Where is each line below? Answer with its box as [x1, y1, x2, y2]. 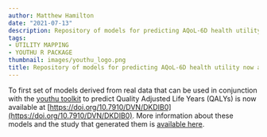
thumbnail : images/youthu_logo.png [8, 57, 126, 65]
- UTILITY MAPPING [8, 41, 69, 49]
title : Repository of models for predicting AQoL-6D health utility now [8, 64, 254, 72]
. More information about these [132, 111, 234, 120]
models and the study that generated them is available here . [8, 119, 205, 128]
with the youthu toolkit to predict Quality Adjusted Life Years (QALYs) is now [8, 93, 257, 104]
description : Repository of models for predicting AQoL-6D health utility [8, 26, 261, 34]
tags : [8, 33, 26, 42]
